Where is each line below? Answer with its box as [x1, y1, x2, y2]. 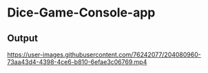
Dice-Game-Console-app [7, 5, 156, 21]
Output [7, 32, 38, 44]
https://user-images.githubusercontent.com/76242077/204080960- [7, 50, 201, 59]
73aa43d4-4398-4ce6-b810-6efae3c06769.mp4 [7, 58, 147, 66]
